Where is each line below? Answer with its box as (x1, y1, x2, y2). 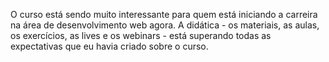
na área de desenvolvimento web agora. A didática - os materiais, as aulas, (10, 19, 320, 31)
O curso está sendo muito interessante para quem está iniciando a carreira (10, 9, 318, 20)
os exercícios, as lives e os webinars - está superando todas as (10, 30, 272, 41)
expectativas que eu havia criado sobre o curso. (10, 40, 209, 52)
